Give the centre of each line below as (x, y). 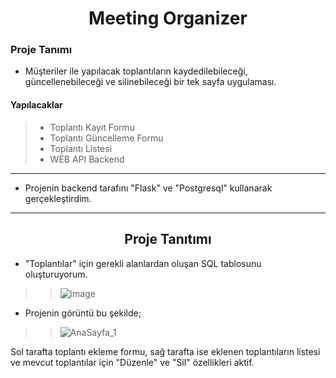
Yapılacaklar (36, 105)
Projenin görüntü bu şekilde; (83, 313)
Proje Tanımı (41, 50)
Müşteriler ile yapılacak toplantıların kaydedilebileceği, (136, 71)
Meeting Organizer (168, 18)
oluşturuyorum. (56, 274)
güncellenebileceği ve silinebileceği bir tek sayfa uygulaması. (150, 82)
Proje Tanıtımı (168, 239)
